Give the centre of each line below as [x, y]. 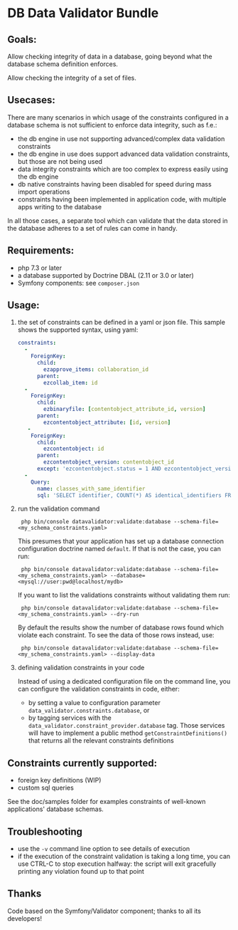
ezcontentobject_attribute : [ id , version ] [107, 422]
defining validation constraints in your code [81, 668]
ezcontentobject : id [74, 449]
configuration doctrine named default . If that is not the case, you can [119, 549]
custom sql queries [46, 788]
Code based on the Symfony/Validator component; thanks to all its [104, 911]
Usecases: [31, 100]
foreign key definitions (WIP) [59, 780]
